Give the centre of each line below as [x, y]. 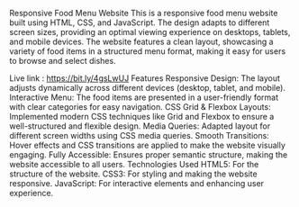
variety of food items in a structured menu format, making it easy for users [148, 51]
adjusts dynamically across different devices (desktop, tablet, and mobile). [148, 88]
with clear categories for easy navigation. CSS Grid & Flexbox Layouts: [140, 107]
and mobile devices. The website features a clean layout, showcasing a [141, 41]
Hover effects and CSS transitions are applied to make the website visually [148, 145]
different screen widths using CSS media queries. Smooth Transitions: [140, 135]
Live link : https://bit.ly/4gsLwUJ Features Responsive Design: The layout [145, 78]
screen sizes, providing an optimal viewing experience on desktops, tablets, [150, 32]
